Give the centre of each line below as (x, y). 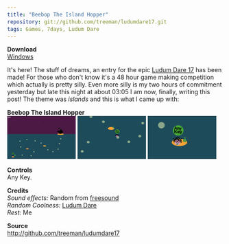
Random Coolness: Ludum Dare (52, 206)
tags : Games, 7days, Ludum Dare (53, 29)
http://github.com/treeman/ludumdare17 (63, 233)
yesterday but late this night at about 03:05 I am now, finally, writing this (109, 92)
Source (18, 226)
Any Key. (20, 177)
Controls (20, 170)
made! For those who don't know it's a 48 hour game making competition (111, 77)
